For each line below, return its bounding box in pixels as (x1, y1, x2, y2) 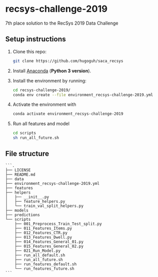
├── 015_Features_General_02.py (14, 244, 84, 249)
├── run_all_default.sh (14, 252, 66, 258)
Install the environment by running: (12, 77, 87, 83)
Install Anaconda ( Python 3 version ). (12, 68, 91, 74)
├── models (5, 208, 29, 213)
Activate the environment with (12, 101, 76, 108)
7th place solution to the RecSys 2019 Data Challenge (5, 20, 118, 26)
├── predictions (5, 212, 40, 218)
